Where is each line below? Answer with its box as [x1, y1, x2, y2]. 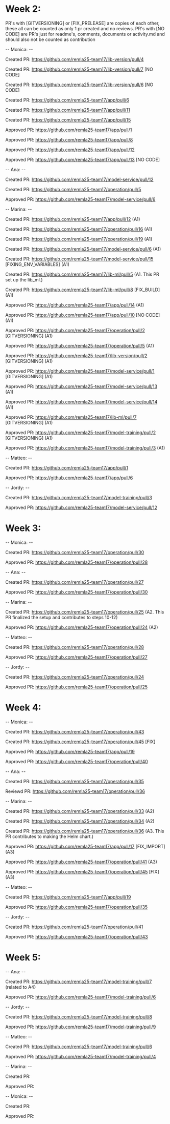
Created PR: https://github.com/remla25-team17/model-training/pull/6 [5, 1044, 152, 1050]
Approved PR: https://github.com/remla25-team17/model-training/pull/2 [5, 429, 156, 436]
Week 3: [5, 522, 41, 534]
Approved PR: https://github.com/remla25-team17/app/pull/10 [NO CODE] [5, 312, 160, 318]
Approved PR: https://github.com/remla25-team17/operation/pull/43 [5, 933, 148, 939]
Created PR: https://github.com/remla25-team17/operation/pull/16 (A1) [5, 226, 153, 232]
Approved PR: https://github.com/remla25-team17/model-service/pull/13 [5, 383, 157, 390]
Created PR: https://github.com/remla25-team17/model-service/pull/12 [5, 176, 154, 182]
